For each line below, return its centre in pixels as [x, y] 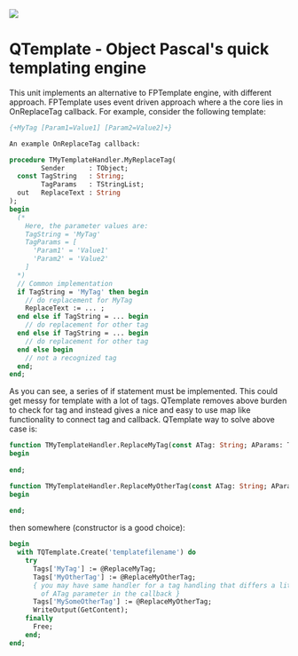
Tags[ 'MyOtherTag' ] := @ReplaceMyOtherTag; [114, 577]
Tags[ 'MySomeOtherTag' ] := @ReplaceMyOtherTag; [122, 602]
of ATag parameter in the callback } [110, 594]
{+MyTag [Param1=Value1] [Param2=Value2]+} [91, 128]
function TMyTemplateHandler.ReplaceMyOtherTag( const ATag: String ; [138, 486]
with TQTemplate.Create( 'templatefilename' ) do [107, 553]
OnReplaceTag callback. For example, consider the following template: [137, 111]
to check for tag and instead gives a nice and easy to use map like [130, 410]
